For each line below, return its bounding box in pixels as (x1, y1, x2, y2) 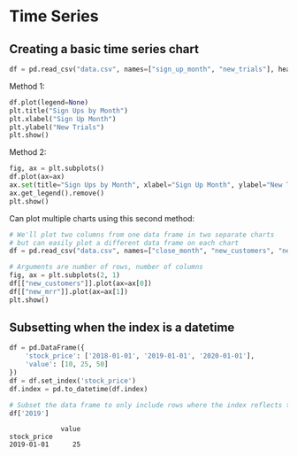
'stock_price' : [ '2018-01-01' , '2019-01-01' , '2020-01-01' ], (25, 352, 255, 360)
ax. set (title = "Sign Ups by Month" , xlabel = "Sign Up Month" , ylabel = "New (9, 181, 283, 189)
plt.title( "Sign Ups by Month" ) (9, 106, 128, 115)
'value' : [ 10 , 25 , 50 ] (25, 360, 109, 369)
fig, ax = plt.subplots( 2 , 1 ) (9, 271, 121, 280)
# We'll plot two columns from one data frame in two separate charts (9, 230, 275, 239)
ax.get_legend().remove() (9, 189, 104, 197)
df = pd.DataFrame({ (9, 344, 86, 352)
